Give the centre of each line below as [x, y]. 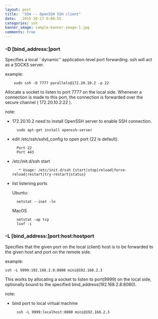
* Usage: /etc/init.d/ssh [45, 170]
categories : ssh [21, 23]
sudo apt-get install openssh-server [55, 130]
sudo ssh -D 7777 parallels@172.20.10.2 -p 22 [61, 83]
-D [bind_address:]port [33, 49]
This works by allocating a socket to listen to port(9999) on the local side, [78, 279]
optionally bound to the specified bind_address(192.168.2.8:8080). [71, 284]
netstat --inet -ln [36, 202]
